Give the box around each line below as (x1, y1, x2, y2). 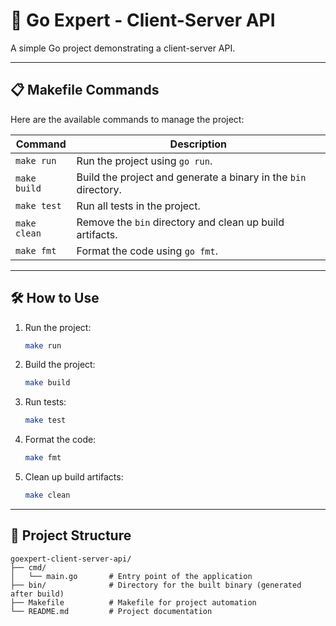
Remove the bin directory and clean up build (76, 215, 285, 229)
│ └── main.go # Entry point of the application (10, 571, 253, 581)
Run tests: (24, 396, 67, 408)
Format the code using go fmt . (76, 244, 219, 258)
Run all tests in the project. (76, 199, 201, 213)
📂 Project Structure (10, 527, 132, 544)
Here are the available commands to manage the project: (10, 113, 245, 125)
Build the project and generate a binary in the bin (76, 170, 307, 184)
